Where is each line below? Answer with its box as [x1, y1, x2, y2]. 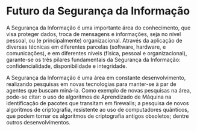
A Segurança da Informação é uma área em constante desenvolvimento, [6, 74, 186, 81]
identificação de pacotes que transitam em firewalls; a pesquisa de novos [6, 99, 189, 106]
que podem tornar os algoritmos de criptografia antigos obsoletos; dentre [6, 112, 189, 120]
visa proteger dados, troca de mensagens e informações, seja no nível [6, 30, 181, 37]
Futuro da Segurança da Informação [6, 4, 190, 18]
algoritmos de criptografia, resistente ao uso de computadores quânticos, [6, 106, 189, 113]
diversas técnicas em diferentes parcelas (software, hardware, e [6, 43, 166, 50]
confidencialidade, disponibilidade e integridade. [6, 62, 128, 70]
